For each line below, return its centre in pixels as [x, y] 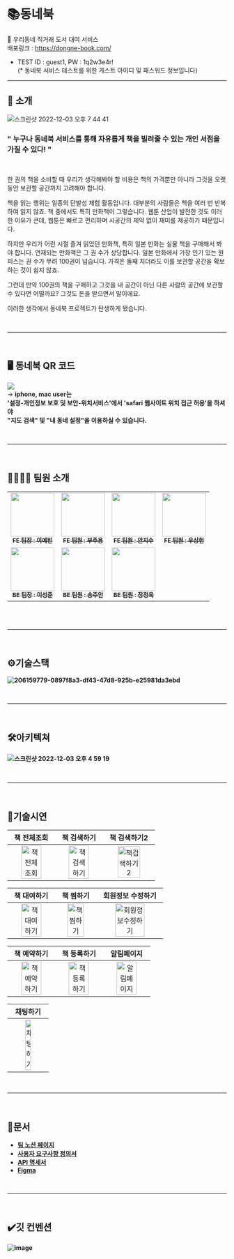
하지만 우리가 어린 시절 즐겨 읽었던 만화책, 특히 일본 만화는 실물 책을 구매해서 [111, 244]
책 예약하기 [31, 954]
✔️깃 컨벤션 [30, 1227]
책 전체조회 [31, 838]
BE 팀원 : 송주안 [83, 595]
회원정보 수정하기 [130, 896]
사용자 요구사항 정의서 [47, 1153]
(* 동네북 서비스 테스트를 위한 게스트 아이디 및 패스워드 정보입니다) [108, 70]
